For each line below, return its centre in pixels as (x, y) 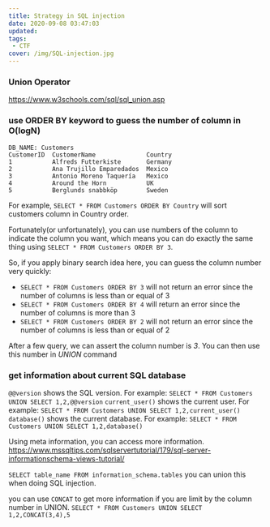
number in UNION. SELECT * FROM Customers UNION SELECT (105, 507)
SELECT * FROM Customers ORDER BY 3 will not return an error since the (137, 287)
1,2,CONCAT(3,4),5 (39, 515)
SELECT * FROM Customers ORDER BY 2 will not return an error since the (137, 321)
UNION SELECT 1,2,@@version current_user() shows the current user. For (129, 401)
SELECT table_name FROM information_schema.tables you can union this (127, 474)
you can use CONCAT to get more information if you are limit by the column (131, 499)
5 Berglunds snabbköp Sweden (88, 190)
